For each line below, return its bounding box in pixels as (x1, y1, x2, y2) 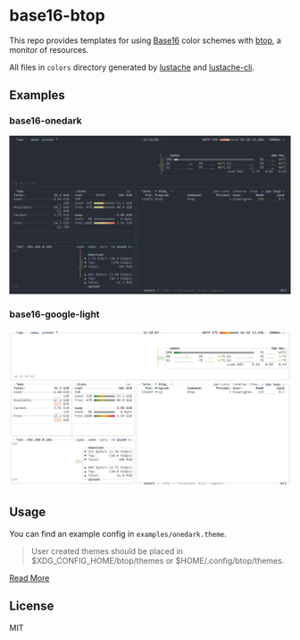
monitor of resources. (9, 44, 89, 55)
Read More (9, 572, 50, 583)
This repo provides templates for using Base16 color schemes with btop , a (9, 35, 281, 46)
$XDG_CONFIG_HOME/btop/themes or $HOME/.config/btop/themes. (30, 555, 285, 566)
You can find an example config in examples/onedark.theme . (9, 528, 228, 539)
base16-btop (9, 5, 105, 26)
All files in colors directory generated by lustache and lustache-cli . (9, 62, 255, 73)
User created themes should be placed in (30, 545, 184, 556)
